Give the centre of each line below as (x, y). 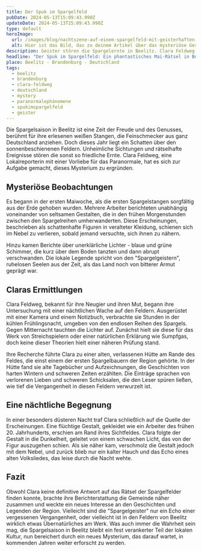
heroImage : (20, 34)
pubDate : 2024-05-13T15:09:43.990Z (51, 17)
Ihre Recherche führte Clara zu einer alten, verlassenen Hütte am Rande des (101, 354)
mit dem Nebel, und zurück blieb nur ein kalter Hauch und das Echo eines (97, 452)
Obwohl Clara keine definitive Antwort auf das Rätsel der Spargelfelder (94, 491)
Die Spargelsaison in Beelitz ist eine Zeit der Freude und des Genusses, (95, 129)
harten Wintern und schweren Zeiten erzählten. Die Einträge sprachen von (98, 373)
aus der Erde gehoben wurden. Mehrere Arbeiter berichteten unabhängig (97, 208)
